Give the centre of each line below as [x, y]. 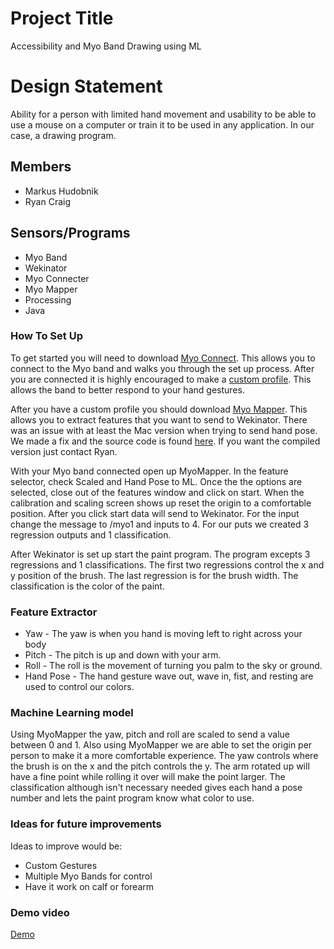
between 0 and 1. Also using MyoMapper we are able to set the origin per [161, 745]
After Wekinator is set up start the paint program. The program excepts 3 [160, 554]
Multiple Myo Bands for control [88, 876]
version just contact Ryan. [64, 451]
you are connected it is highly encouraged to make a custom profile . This [161, 379]
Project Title [62, 18]
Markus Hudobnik [61, 191]
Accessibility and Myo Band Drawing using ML [106, 46]
